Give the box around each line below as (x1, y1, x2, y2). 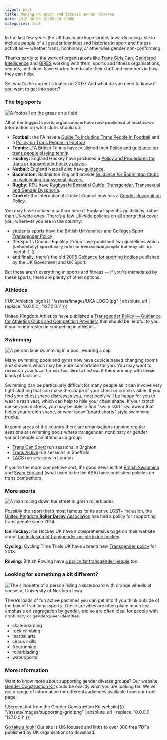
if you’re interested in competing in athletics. (5, 323, 96, 329)
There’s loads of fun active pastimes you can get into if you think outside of (5, 597, 160, 603)
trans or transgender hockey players (12, 160, 87, 167)
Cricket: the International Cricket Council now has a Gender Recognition (12, 192, 161, 198)
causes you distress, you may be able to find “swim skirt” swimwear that (5, 404, 154, 410)
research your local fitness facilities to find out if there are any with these (5, 368, 155, 373)
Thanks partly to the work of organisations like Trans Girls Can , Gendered (5, 55, 156, 61)
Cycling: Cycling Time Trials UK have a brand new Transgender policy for (5, 543, 157, 549)
